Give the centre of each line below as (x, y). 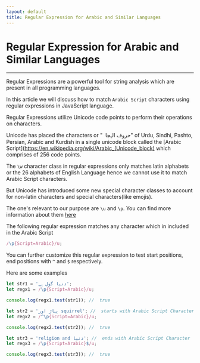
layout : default (26, 12)
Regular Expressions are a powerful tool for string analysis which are (90, 82)
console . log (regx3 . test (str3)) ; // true (58, 355)
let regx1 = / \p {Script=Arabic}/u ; (50, 290)
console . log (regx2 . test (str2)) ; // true (58, 327)
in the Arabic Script (30, 233)
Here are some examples (37, 273)
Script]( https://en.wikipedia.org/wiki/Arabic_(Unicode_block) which (89, 148)
